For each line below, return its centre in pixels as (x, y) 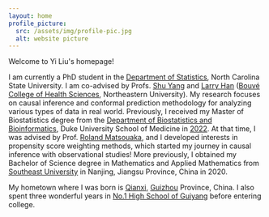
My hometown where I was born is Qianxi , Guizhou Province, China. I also (132, 188)
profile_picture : (38, 23)
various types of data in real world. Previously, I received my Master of (126, 112)
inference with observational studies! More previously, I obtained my (123, 155)
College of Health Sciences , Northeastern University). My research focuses (134, 95)
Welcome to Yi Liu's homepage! (62, 62)
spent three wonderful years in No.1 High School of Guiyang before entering (135, 196)
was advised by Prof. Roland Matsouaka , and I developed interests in (123, 138)
